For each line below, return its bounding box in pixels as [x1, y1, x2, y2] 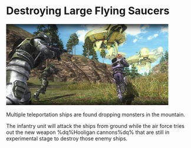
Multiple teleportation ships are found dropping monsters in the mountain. [6, 111, 186, 118]
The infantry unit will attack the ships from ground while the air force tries [6, 122, 185, 129]
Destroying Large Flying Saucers [6, 4, 170, 18]
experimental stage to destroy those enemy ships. [6, 134, 128, 142]
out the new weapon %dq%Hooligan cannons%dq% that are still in [6, 129, 170, 136]
